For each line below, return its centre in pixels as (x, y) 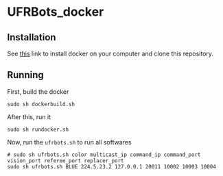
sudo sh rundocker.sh (38, 129)
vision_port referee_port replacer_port (66, 161)
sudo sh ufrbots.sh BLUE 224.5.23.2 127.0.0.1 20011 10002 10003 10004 (111, 166)
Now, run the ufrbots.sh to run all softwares (69, 142)
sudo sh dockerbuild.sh (41, 104)
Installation (32, 37)
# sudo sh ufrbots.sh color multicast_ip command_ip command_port (104, 155)
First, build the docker (38, 91)
